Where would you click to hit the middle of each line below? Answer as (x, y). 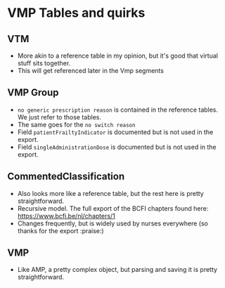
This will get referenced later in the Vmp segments (90, 71)
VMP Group (33, 93)
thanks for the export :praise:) (60, 230)
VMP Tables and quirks (76, 13)
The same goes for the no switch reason (76, 124)
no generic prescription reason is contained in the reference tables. (118, 110)
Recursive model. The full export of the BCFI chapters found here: (113, 208)
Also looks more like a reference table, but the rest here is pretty (110, 193)
